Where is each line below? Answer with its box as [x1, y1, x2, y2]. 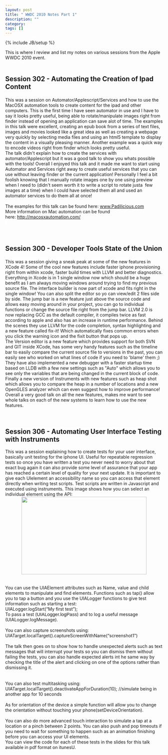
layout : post [5, 7, 32, 13]
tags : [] [5, 26, 23, 31]
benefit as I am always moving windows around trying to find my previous [5, 280, 157, 286]
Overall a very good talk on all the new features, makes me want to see [5, 392, 151, 398]
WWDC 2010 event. [5, 55, 46, 61]
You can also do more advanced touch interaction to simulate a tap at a [5, 717, 152, 723]
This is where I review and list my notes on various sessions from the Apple [5, 50, 160, 56]
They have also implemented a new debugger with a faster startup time [5, 359, 152, 365]
